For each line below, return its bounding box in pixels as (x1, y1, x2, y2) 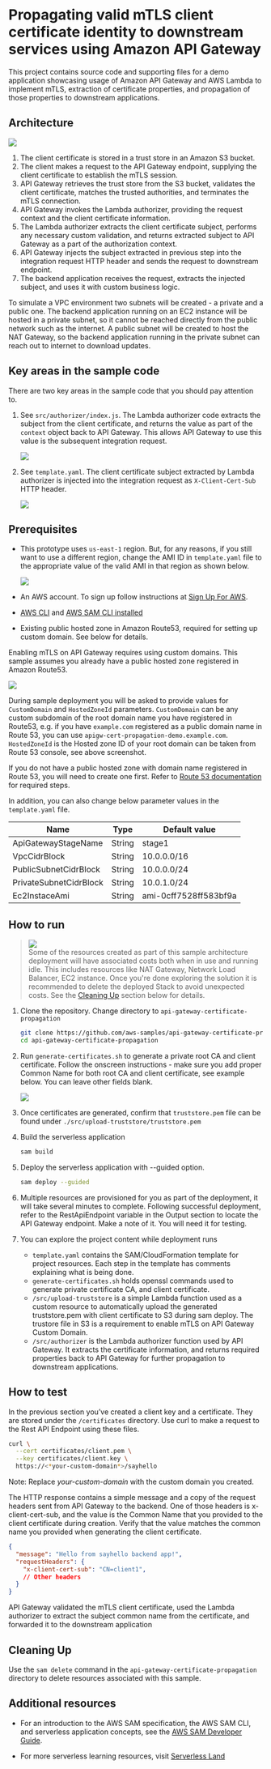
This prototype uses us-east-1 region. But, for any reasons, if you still (19, 544, 252, 554)
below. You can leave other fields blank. (19, 1076, 154, 1086)
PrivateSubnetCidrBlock (12, 877, 104, 889)
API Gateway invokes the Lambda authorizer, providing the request (19, 204, 243, 214)
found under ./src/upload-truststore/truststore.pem (19, 1116, 201, 1126)
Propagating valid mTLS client (8, 6, 214, 24)
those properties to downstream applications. (8, 92, 160, 102)
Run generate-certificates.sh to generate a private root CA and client (19, 1051, 256, 1060)
